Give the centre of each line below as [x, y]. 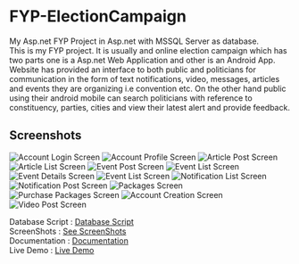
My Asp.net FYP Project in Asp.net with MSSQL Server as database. [134, 41]
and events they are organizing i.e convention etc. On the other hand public [148, 88]
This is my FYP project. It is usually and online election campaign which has [148, 50]
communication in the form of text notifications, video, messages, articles [145, 78]
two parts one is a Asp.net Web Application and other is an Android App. [142, 60]
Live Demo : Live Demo [52, 250]
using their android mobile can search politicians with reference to [131, 98]
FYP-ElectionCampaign [98, 16]
